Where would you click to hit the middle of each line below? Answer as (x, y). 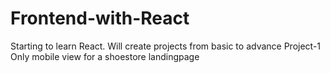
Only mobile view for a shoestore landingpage (105, 56)
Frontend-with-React (100, 18)
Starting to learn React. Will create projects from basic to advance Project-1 (166, 46)
